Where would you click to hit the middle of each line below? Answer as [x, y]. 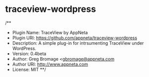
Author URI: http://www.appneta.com [50, 64]
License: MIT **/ [29, 69]
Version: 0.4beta [29, 54]
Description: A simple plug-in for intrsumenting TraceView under [78, 43]
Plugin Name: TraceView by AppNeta [50, 32]
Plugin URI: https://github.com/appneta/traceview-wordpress [75, 38]
